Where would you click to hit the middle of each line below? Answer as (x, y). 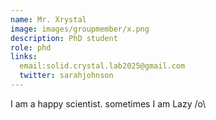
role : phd (31, 47)
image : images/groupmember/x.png (80, 29)
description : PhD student (64, 38)
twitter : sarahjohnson (66, 76)
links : (24, 57)
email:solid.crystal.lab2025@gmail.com (102, 66)
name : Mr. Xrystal (48, 19)
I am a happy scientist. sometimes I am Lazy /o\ (108, 103)
